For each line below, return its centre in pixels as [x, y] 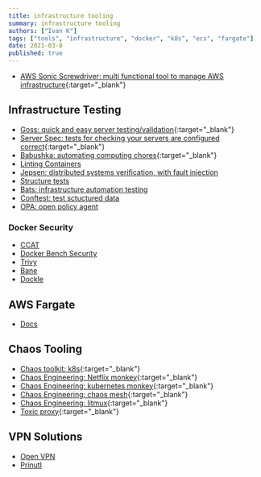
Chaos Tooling [46, 349]
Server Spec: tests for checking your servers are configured [120, 138]
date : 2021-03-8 [35, 46]
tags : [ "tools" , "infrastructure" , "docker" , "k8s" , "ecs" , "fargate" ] [131, 38]
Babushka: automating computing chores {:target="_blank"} [118, 155]
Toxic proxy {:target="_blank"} [69, 411]
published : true [35, 53]
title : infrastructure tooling [61, 16]
